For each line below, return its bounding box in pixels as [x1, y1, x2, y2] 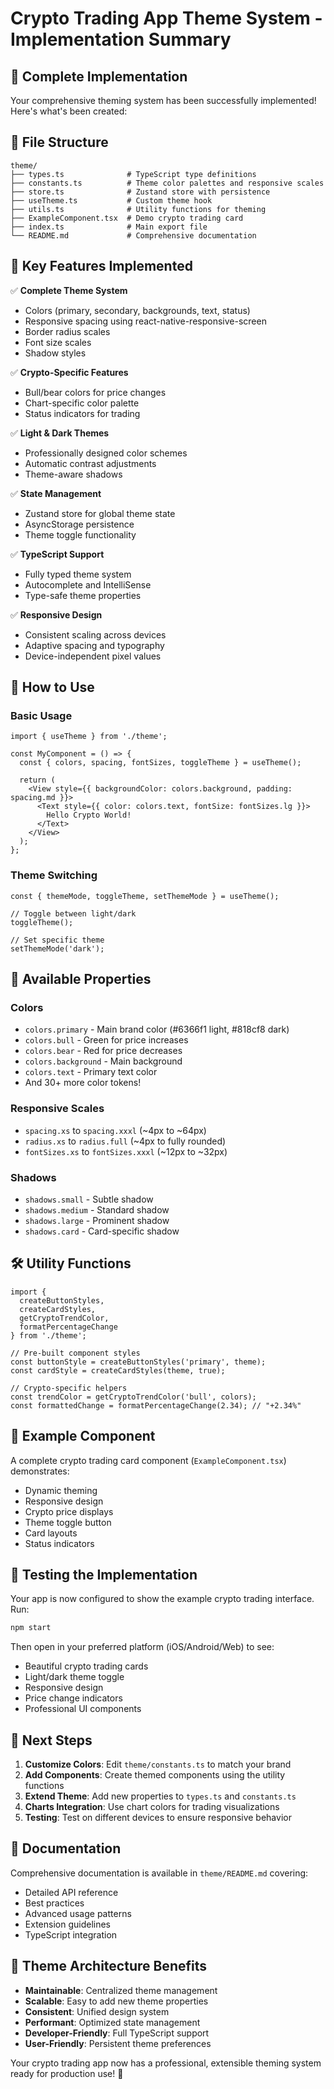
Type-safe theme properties [24, 589, 142, 601]
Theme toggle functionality [24, 528, 137, 541]
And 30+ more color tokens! [24, 1077, 142, 1089]
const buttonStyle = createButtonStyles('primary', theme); [10, 1357, 267, 1367]
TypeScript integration [24, 1928, 118, 1941]
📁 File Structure [10, 134, 109, 151]
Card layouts [24, 1527, 78, 1539]
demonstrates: [10, 1465, 70, 1477]
